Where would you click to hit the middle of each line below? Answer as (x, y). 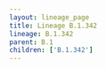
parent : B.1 (31, 42)
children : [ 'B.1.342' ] (51, 50)
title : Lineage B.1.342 (53, 26)
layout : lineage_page (49, 17)
